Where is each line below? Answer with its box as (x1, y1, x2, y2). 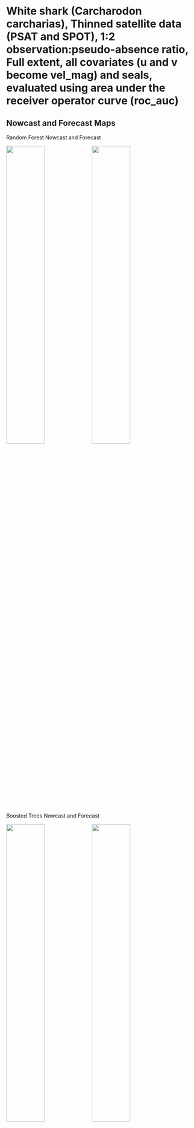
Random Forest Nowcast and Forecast (6, 134, 101, 141)
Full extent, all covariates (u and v (6, 55, 178, 69)
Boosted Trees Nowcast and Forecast (6, 812, 100, 819)
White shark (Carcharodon (6, 4, 142, 18)
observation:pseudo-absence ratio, (6, 43, 189, 57)
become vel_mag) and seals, (6, 68, 152, 82)
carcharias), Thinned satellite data (6, 17, 182, 31)
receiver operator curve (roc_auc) (6, 94, 179, 108)
